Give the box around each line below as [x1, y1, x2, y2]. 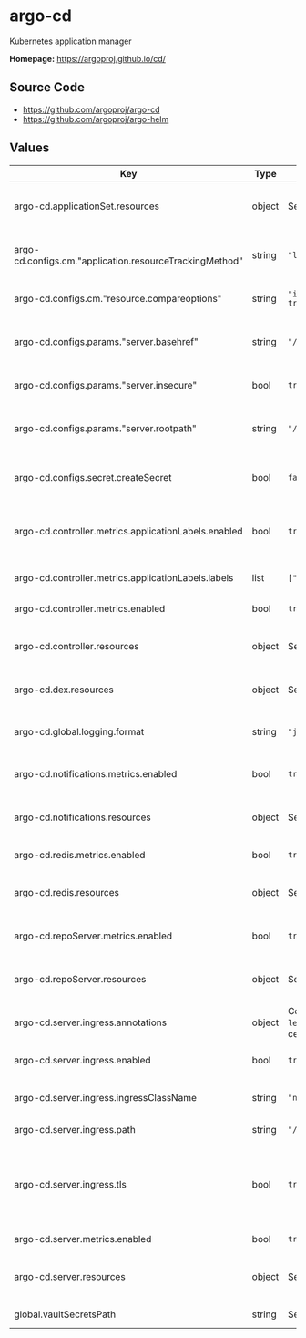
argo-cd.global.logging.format [14, 725, 145, 738]
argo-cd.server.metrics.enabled [14, 1232, 152, 1245]
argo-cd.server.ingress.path [14, 1123, 137, 1136]
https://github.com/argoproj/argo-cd [22, 104, 160, 115]
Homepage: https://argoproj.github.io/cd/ [9, 53, 167, 64]
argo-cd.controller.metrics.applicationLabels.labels [14, 571, 234, 584]
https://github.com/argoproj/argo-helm [22, 113, 169, 124]
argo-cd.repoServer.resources [14, 972, 147, 985]
